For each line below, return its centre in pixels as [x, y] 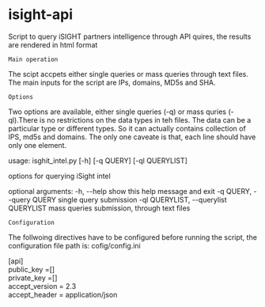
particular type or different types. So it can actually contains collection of [127, 128]
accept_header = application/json [63, 294]
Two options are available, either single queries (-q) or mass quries [117, 112]
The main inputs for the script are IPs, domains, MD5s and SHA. [112, 82]
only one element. [38, 145]
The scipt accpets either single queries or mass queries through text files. [129, 74]
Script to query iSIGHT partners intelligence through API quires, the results [130, 36]
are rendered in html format [53, 44]
